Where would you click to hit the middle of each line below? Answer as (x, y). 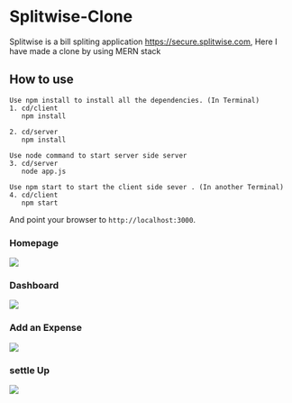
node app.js (44, 171)
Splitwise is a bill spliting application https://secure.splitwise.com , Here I (143, 41)
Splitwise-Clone (71, 17)
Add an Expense (46, 328)
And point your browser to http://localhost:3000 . (103, 219)
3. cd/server (34, 163)
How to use (41, 80)
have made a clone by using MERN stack (85, 50)
